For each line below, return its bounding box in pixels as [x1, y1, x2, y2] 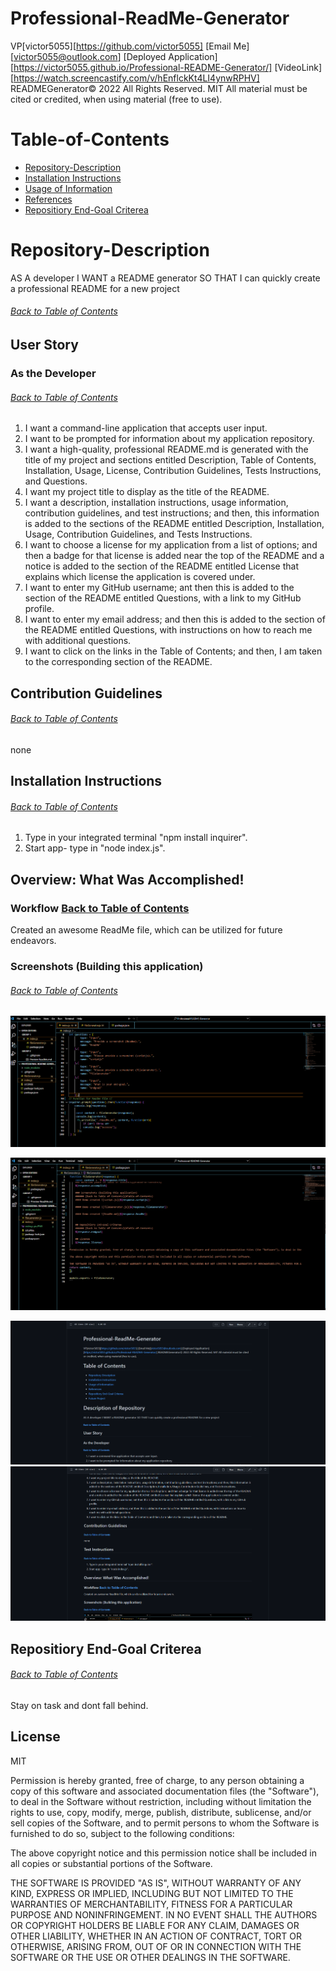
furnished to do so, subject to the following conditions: [10, 1827, 235, 1839]
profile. [24, 603, 55, 615]
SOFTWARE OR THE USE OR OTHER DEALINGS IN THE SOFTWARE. [10, 1951, 291, 1963]
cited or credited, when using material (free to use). [10, 93, 223, 105]
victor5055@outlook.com [13, 50, 118, 62]
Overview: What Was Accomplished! [10, 871, 245, 888]
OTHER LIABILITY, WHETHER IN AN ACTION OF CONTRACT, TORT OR [10, 1930, 302, 1942]
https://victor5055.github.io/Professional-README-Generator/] [13, 61, 273, 73]
